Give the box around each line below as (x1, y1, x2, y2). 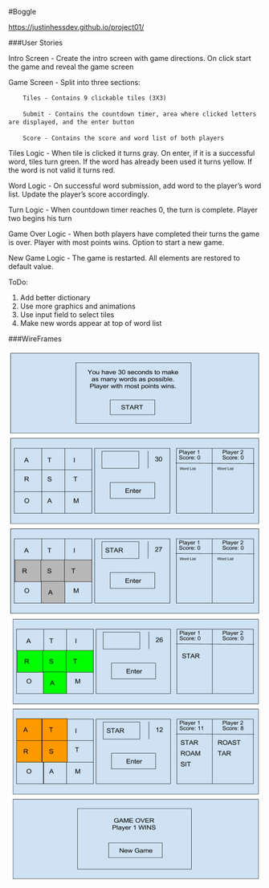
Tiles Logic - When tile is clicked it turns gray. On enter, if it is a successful (8, 149, 255, 157)
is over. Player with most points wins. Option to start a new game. (8, 238, 225, 247)
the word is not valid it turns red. (8, 165, 116, 175)
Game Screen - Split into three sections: (8, 78, 141, 87)
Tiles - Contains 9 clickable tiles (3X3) (22, 94, 167, 102)
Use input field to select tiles (19, 310, 115, 320)
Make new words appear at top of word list (19, 319, 162, 328)
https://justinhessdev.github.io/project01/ (8, 22, 145, 31)
